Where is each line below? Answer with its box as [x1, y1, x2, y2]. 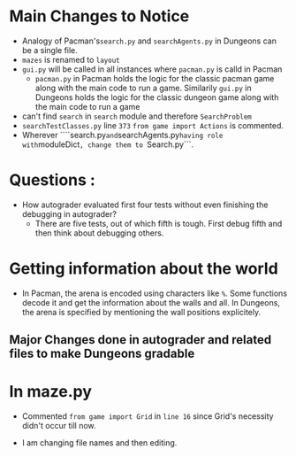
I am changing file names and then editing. [21, 438, 178, 448]
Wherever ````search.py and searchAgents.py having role [21, 129, 224, 140]
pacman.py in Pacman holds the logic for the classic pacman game [34, 73, 275, 83]
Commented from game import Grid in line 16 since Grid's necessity [21, 411, 274, 422]
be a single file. [21, 44, 78, 55]
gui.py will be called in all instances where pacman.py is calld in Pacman [21, 64, 283, 74]
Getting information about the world [9, 259, 278, 279]
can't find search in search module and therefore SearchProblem [21, 111, 252, 121]
